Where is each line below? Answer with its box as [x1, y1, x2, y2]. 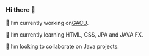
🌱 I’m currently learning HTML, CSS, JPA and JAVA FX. [5, 31, 144, 38]
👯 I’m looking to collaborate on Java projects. [5, 43, 120, 51]
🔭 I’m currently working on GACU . [5, 19, 89, 27]
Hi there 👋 [5, 5, 36, 14]
